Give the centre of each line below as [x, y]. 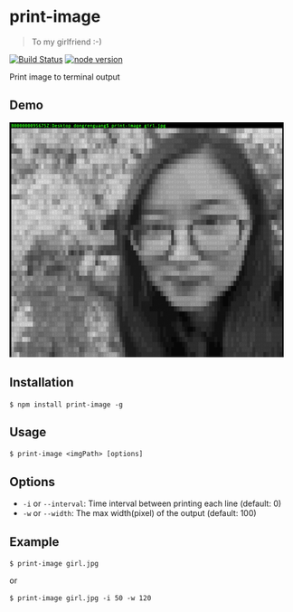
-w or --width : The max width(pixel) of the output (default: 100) [139, 513]
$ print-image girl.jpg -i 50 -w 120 [80, 598]
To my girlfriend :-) [66, 42]
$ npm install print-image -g [66, 405]
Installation [42, 382]
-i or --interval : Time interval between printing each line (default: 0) [152, 503]
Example [34, 542]
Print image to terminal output [65, 76]
